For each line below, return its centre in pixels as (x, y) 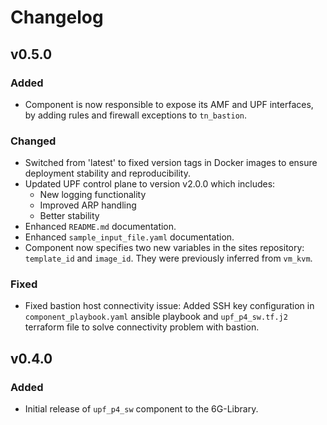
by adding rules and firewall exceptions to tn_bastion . (136, 115)
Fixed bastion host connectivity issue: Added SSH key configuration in (169, 306)
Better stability (69, 216)
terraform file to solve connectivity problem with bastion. (142, 327)
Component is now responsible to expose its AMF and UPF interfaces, (169, 104)
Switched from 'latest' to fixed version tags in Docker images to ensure (171, 163)
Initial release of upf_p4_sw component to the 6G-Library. (141, 409)
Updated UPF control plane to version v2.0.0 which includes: (150, 184)
